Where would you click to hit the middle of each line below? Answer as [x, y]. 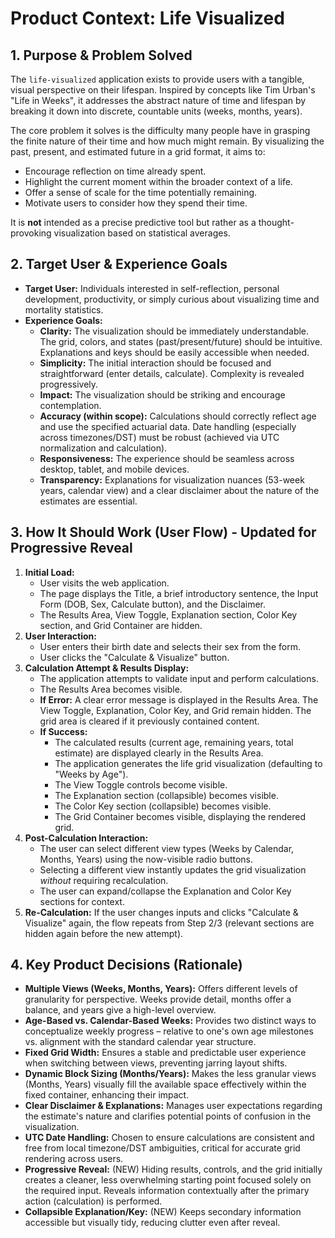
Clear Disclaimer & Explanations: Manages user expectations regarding [173, 1106]
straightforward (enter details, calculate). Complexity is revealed [172, 373]
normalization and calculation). [103, 448]
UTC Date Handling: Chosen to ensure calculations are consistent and [169, 1138]
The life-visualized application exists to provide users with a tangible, [157, 79]
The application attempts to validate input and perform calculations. [179, 678]
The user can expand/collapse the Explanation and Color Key [165, 891]
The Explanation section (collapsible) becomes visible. [166, 795]
